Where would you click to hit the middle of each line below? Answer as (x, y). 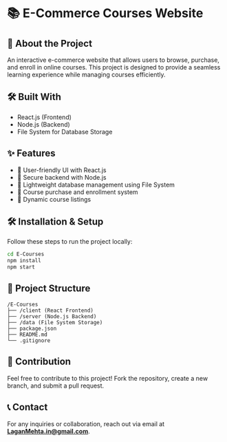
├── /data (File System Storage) (55, 322)
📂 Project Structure (49, 289)
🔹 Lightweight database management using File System (96, 185)
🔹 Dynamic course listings (54, 199)
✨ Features (31, 153)
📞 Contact (28, 407)
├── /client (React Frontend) (51, 311)
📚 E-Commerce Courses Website (105, 13)
